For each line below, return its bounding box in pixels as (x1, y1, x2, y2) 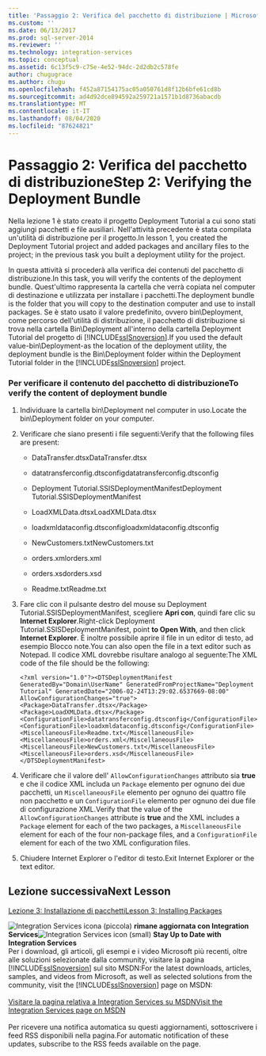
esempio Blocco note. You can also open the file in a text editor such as (19, 641, 252, 650)
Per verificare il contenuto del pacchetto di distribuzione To (8, 377, 239, 388)
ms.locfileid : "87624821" (8, 122, 93, 130)
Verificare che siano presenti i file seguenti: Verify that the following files (19, 429, 255, 438)
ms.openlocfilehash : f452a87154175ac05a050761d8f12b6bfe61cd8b (8, 85, 222, 93)
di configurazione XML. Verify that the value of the (19, 804, 184, 814)
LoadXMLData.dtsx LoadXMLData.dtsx (31, 507, 157, 517)
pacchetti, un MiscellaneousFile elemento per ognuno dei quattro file (19, 787, 247, 797)
